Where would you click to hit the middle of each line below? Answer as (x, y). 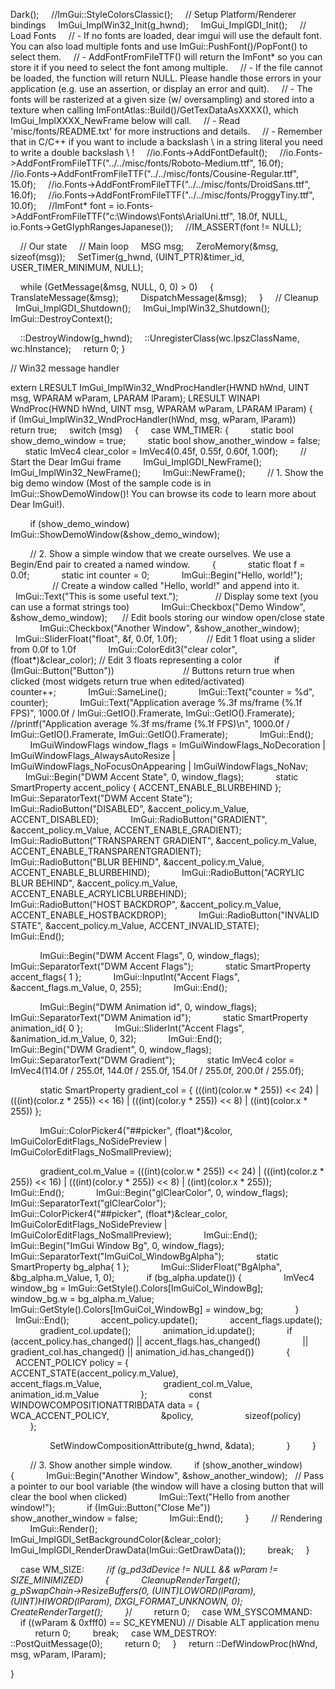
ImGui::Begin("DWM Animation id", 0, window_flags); (148, 1007)
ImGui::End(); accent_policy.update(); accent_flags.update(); (168, 1320)
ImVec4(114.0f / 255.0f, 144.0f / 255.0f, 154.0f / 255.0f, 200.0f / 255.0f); (157, 1070)
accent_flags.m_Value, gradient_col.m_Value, (131, 1383)
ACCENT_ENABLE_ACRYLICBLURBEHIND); (98, 893)
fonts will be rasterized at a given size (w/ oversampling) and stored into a (162, 99)
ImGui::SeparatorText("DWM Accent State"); (101, 798)
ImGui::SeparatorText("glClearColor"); (88, 1203)
